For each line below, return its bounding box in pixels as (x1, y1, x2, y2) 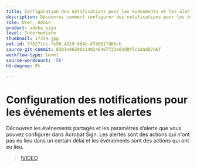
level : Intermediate (6, 30, 57, 36)
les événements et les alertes (6, 106, 152, 119)
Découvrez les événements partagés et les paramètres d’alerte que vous (6, 125, 182, 132)
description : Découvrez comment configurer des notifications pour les (6, 14, 185, 20)
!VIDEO (20, 155, 38, 162)
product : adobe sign (6, 25, 57, 31)
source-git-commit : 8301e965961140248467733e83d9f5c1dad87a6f (6, 47, 161, 53)
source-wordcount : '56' (6, 57, 64, 63)
